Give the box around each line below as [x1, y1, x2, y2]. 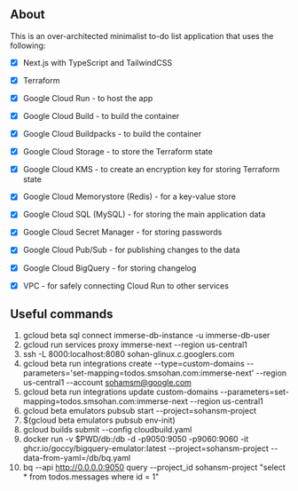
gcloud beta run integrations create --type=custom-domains [22, 359, 245, 369]
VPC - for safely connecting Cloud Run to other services [22, 280, 230, 291]
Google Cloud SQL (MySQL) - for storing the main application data [22, 209, 266, 220]
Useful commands [10, 306, 114, 322]
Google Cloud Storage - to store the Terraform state [22, 147, 214, 157]
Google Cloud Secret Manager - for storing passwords [22, 226, 223, 238]
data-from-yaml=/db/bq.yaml [22, 453, 131, 463]
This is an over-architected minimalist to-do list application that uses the [10, 30, 274, 41]
